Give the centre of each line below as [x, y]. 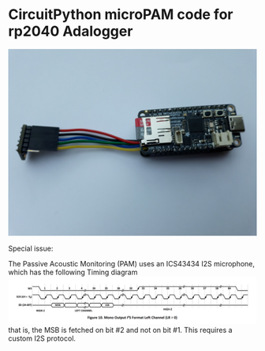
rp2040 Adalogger [71, 31]
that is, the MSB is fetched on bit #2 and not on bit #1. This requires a [120, 330]
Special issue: [31, 248]
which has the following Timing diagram [73, 272]
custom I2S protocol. [42, 338]
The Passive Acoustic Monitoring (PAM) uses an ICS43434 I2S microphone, [131, 263]
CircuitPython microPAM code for [121, 15]
